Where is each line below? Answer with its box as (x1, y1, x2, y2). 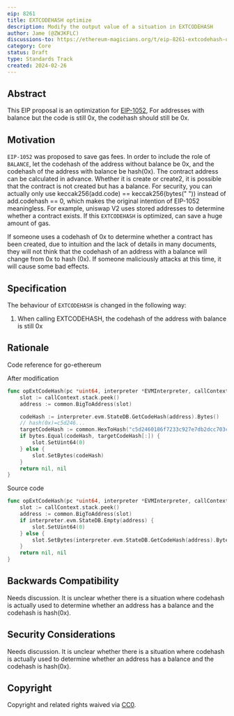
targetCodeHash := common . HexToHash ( (19, 426, 130, 433)
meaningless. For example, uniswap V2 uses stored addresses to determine (7, 204, 225, 213)
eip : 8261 (7, 10, 36, 17)
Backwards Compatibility (7, 575, 120, 587)
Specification (7, 282, 67, 294)
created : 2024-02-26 (7, 62, 68, 69)
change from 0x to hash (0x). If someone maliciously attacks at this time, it (7, 255, 221, 264)
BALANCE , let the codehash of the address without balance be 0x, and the (7, 160, 214, 168)
